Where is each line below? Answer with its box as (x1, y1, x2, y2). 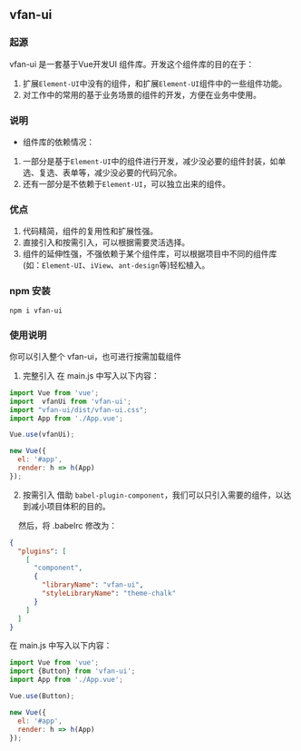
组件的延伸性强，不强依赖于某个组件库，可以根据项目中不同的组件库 (22, 249, 277, 260)
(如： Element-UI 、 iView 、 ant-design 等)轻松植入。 (22, 260, 210, 271)
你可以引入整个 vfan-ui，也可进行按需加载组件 (9, 351, 182, 361)
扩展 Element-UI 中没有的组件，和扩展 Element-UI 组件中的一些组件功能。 (22, 77, 287, 89)
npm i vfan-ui (9, 306, 63, 315)
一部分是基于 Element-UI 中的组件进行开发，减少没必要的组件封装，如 (22, 155, 278, 166)
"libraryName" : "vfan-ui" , (42, 580, 144, 589)
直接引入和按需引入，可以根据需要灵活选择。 (22, 237, 190, 248)
